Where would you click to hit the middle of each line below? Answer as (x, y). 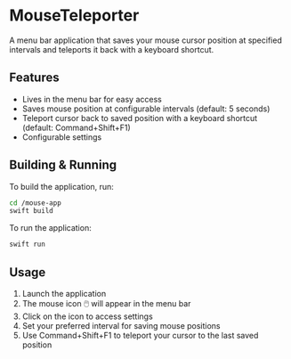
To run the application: (50, 228)
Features (34, 78)
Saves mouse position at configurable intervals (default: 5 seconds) (146, 109)
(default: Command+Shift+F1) (76, 127)
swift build (31, 211)
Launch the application (64, 294)
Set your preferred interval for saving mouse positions (121, 326)
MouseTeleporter (74, 16)
